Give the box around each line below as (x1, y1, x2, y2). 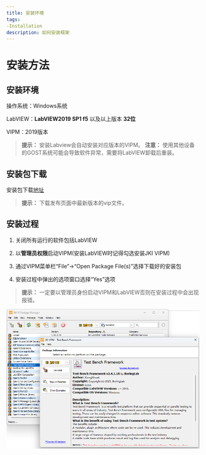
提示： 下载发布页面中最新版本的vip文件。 (21, 200, 128, 207)
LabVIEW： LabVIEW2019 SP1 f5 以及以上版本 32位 (6, 115, 136, 123)
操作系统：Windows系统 (6, 102, 68, 110)
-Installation (6, 23, 43, 29)
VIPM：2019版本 (6, 128, 48, 136)
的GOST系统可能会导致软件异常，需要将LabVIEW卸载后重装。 (21, 149, 178, 157)
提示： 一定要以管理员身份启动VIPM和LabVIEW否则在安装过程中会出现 (21, 289, 199, 296)
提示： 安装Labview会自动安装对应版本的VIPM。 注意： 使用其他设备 (21, 141, 195, 149)
